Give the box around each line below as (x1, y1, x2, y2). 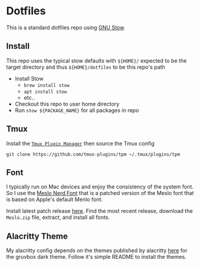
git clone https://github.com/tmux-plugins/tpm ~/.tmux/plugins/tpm (6, 151, 180, 157)
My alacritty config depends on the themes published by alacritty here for (6, 247, 188, 254)
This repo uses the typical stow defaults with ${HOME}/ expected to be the (6, 57, 187, 64)
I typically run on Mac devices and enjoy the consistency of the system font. (6, 183, 194, 190)
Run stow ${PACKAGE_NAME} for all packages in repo (14, 106, 139, 114)
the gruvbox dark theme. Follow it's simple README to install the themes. (6, 253, 187, 261)
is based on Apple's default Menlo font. (6, 196, 103, 203)
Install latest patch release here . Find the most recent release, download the (6, 208, 193, 215)
